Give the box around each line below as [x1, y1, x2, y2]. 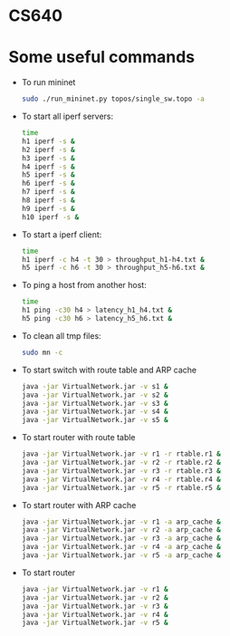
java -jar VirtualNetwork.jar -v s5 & [21, 416, 168, 425]
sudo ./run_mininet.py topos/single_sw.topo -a [21, 94, 205, 104]
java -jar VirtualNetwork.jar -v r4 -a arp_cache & [21, 543, 221, 552]
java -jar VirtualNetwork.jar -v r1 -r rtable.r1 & [21, 449, 221, 458]
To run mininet [21, 77, 76, 88]
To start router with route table [21, 432, 137, 443]
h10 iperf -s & [21, 212, 80, 222]
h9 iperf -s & [21, 204, 75, 213]
